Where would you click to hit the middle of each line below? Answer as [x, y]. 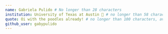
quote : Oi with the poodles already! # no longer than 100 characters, [81, 19]
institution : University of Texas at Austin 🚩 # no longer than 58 [77, 14]
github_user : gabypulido [31, 24]
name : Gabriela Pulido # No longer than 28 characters [63, 10]
